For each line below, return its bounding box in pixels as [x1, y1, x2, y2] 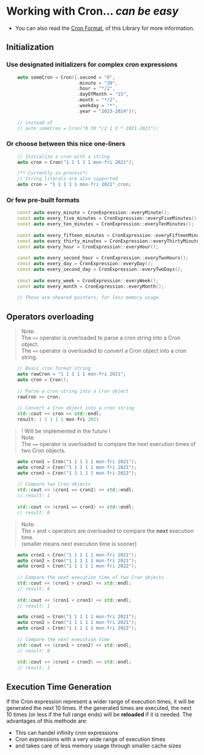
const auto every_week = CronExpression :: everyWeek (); [17, 277, 159, 284]
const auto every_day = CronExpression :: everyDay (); [17, 261, 154, 267]
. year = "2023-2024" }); [76, 108, 137, 114]
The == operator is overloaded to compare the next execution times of [21, 440, 196, 447]
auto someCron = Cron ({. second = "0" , [17, 74, 115, 80]
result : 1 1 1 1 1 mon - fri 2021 [17, 416, 99, 423]
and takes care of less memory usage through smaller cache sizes [15, 742, 182, 749]
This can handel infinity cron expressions [15, 729, 118, 736]
